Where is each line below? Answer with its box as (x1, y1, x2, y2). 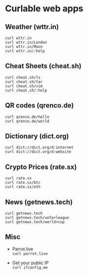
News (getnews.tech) (5, 198, 73, 206)
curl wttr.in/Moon (5, 44, 43, 49)
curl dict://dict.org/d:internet (5, 145, 74, 150)
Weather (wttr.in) (5, 23, 59, 31)
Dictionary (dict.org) (5, 132, 69, 140)
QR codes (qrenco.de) (5, 102, 74, 110)
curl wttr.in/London (5, 40, 48, 45)
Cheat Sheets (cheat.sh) (5, 62, 82, 70)
